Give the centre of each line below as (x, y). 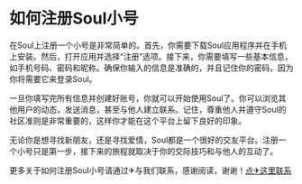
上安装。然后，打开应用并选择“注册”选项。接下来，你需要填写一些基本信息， (151, 56)
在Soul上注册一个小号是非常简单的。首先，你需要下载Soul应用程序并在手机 (148, 45)
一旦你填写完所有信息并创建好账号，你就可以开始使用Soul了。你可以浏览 (144, 98)
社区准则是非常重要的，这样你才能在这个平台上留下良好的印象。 (128, 120)
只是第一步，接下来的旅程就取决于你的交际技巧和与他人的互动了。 (155, 151)
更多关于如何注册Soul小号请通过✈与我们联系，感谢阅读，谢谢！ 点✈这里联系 (151, 170)
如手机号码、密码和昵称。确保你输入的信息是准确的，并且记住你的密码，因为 (151, 68)
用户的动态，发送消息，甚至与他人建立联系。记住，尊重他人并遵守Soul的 (151, 109)
